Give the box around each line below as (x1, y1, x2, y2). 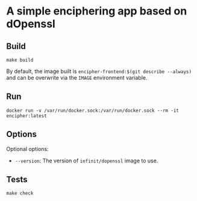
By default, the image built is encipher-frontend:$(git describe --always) (6, 68, 192, 75)
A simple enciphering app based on (6, 4, 187, 18)
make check (6, 190, 34, 197)
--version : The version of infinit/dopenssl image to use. (14, 157, 158, 164)
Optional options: (6, 145, 49, 152)
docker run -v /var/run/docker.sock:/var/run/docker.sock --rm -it (6, 107, 180, 113)
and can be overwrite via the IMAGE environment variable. (6, 74, 148, 81)
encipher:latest (6, 113, 47, 119)
